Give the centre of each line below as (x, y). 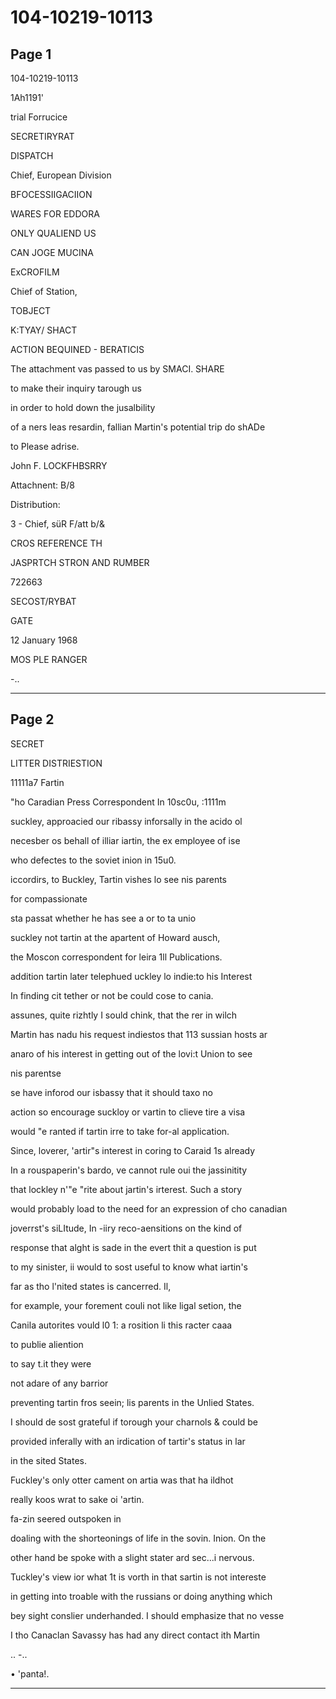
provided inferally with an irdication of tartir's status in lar (128, 1441)
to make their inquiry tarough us (76, 388)
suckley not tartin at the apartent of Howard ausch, (115, 937)
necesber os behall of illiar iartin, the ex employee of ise (125, 840)
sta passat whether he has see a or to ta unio (103, 918)
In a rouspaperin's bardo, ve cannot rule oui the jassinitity (129, 1170)
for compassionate (49, 898)
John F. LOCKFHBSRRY (59, 465)
